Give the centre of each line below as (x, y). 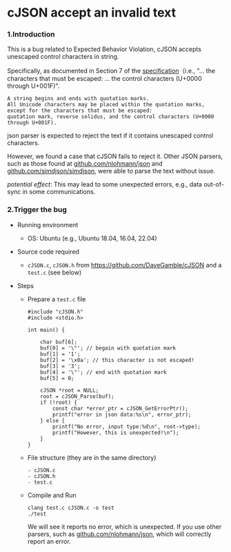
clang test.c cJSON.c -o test (71, 508)
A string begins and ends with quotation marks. (78, 99)
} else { (53, 420)
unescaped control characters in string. (63, 57)
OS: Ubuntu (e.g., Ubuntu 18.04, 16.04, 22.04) (92, 238)
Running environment (48, 225)
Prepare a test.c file (57, 299)
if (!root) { (59, 402)
